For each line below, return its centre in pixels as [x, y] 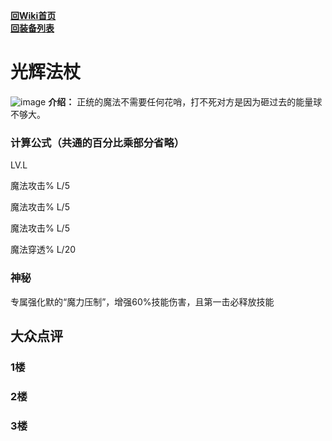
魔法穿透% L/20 [43, 250]
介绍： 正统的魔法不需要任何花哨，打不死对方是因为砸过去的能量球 [185, 101]
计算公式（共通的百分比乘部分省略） [97, 142]
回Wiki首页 [33, 15]
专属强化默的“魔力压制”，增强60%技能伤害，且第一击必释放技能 [142, 301]
